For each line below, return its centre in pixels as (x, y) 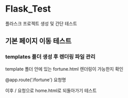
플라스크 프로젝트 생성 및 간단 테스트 (41, 23)
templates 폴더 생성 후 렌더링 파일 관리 (50, 57)
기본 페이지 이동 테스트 (39, 41)
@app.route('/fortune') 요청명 (36, 80)
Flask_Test (28, 9)
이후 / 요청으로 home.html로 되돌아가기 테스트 (51, 90)
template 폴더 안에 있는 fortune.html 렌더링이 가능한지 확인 (64, 69)
